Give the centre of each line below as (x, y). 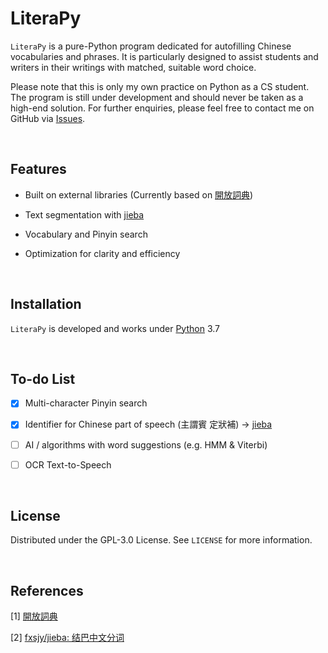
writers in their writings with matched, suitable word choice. (133, 67)
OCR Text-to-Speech (68, 464)
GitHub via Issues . (48, 118)
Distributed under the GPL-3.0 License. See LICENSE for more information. (161, 540)
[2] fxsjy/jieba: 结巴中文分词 (67, 638)
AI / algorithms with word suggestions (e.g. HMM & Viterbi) (146, 444)
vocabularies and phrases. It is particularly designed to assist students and (164, 56)
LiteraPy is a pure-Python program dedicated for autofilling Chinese (151, 46)
